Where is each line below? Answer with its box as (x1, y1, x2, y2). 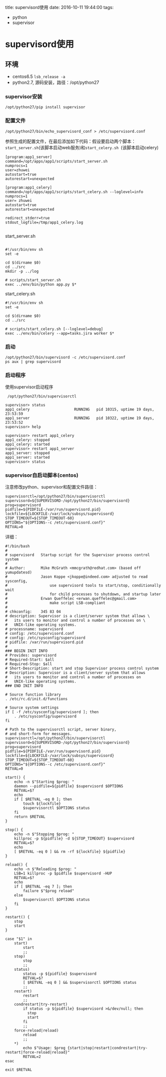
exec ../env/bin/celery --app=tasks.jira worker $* (5, 331, 114, 336)
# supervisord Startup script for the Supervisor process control (5, 552, 150, 557)
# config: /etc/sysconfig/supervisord (5, 635, 85, 641)
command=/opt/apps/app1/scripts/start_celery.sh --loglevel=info (5, 189, 143, 194)
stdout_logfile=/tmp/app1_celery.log (5, 220, 83, 225)
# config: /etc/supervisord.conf (5, 631, 75, 636)
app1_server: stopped (5, 451, 50, 456)
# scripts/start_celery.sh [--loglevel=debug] (5, 326, 103, 332)
